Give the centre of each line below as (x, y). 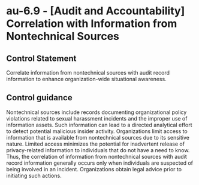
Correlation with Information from (92, 24)
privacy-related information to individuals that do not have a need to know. (98, 150)
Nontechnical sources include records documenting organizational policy (97, 112)
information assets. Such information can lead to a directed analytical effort (99, 125)
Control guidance (40, 98)
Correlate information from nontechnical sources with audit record (88, 73)
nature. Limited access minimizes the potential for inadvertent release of (95, 144)
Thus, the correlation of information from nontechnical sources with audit (97, 156)
